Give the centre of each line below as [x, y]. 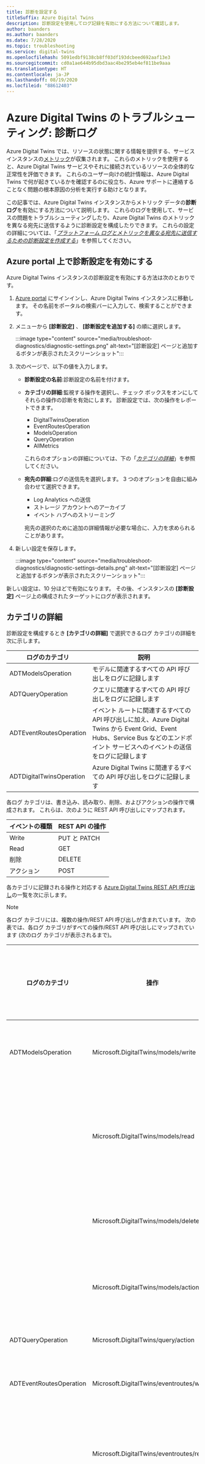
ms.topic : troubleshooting [41, 46]
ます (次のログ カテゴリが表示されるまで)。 [61, 935]
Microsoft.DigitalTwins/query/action [144, 1339]
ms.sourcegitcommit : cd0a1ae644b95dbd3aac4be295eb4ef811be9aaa [88, 63]
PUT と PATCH [79, 838]
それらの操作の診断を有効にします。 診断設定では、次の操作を [103, 400]
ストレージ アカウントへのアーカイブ [80, 507]
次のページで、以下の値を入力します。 [63, 366]
